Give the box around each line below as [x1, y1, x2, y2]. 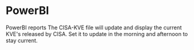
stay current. [5, 37, 38, 44]
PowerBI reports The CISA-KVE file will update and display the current [5, 24, 182, 31]
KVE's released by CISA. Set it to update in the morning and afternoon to [5, 30, 189, 37]
